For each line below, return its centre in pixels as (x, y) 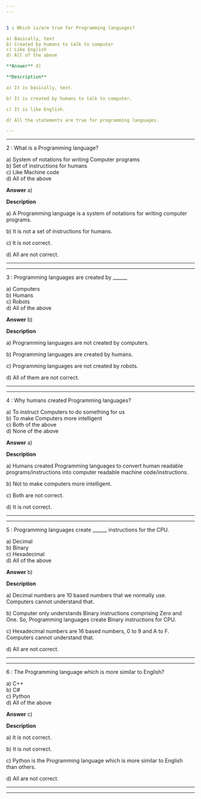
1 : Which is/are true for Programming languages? (71, 28)
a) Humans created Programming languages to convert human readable (95, 466)
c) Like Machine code (33, 172)
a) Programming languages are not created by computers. (78, 343)
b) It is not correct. (29, 749)
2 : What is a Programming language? (52, 148)
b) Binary (17, 548)
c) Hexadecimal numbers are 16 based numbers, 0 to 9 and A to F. (88, 631)
